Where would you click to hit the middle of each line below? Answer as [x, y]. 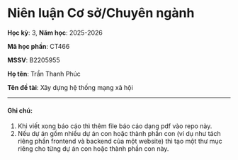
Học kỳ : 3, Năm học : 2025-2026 [55, 33]
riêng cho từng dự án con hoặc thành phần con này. [93, 149]
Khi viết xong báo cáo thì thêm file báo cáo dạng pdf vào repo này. [115, 126]
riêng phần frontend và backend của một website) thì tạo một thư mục [120, 141]
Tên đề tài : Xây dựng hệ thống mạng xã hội [70, 87]
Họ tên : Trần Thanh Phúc [44, 74]
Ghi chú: [20, 110]
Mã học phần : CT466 [39, 46]
